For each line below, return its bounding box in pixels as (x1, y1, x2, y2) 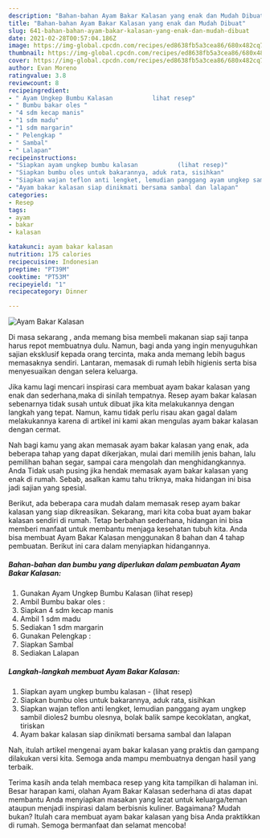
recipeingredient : (8, 86, 70, 95)
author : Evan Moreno (8, 64, 78, 72)
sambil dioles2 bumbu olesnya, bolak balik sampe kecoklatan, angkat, (19, 713, 252, 722)
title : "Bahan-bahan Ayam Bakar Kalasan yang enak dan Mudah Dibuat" (8, 19, 247, 27)
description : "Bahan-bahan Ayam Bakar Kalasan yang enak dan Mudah (8, 11, 239, 20)
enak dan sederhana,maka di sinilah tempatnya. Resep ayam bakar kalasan (8, 390, 257, 400)
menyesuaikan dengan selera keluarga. (8, 366, 138, 376)
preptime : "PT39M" (8, 265, 70, 273)
